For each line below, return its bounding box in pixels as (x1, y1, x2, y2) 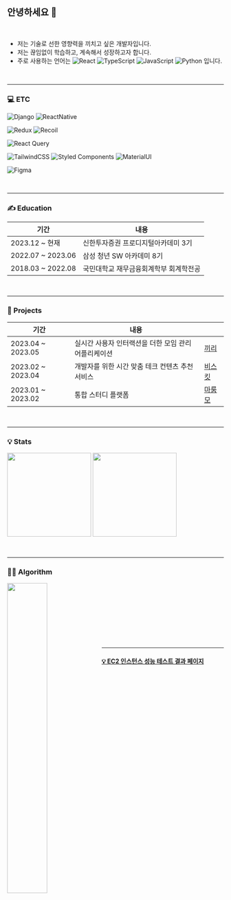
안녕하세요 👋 (7, 6, 57, 19)
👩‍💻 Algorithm (7, 567, 53, 577)
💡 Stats (7, 436, 32, 446)
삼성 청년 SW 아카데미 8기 (82, 251, 164, 261)
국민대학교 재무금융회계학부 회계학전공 (82, 264, 201, 274)
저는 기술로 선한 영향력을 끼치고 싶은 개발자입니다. (16, 39, 151, 47)
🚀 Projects (7, 306, 43, 315)
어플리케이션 (74, 348, 113, 358)
